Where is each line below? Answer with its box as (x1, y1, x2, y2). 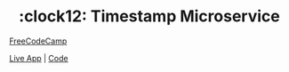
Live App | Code (9, 52, 68, 63)
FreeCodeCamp (9, 36, 68, 46)
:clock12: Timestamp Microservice (19, 6, 280, 27)
